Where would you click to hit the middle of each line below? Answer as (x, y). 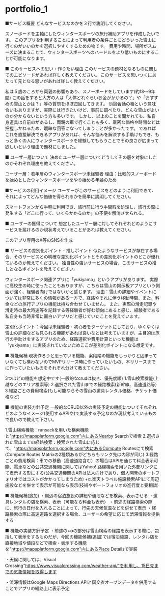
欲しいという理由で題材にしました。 (42, 146)
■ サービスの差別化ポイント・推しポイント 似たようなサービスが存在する (79, 250)
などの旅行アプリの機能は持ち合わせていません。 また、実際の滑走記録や (83, 304)
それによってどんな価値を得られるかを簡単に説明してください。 (69, 196)
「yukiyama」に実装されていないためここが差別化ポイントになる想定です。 (81, 345)
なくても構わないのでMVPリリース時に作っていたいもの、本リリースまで (82, 362)
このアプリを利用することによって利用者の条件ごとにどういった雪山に (85, 40)
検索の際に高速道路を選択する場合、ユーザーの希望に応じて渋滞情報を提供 (84, 514)
